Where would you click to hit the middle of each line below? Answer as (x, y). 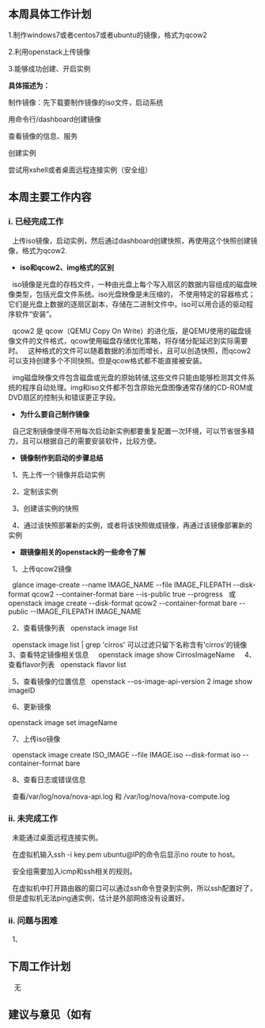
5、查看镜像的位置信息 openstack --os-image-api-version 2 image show (132, 681)
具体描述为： (29, 85)
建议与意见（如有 (50, 1015)
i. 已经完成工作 (36, 222)
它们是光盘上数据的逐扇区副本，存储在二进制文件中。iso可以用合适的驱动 (127, 304)
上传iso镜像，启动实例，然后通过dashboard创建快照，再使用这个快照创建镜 (134, 240)
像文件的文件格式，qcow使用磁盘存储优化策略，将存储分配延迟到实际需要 (128, 340)
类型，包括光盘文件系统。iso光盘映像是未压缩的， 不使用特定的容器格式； (135, 294)
